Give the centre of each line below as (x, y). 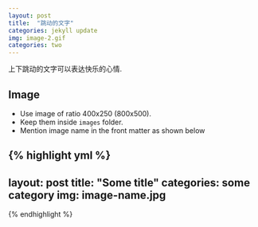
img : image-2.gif (37, 38)
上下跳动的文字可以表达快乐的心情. (65, 69)
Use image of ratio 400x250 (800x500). (86, 113)
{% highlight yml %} (60, 156)
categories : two (35, 45)
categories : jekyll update (53, 30)
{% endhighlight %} (41, 214)
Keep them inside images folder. (71, 122)
